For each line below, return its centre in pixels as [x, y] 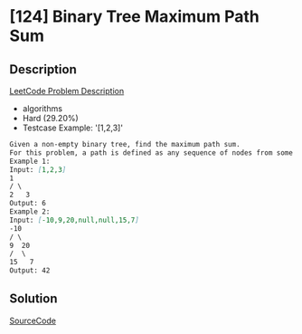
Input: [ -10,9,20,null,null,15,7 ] [75, 220]
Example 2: [30, 212]
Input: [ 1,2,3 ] [38, 169]
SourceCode [33, 320]
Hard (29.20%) [50, 118]
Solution [33, 299]
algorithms [42, 109]
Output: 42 [30, 271]
